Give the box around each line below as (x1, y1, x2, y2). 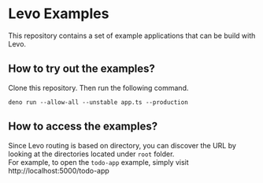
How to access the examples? (8, 120, 158, 133)
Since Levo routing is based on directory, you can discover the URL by (8, 140, 236, 150)
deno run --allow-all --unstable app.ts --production (8, 98, 189, 106)
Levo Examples (8, 5, 109, 23)
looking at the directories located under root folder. (8, 149, 175, 159)
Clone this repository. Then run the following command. (8, 83, 189, 92)
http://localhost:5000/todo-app (8, 166, 110, 175)
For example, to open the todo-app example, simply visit (8, 157, 189, 166)
